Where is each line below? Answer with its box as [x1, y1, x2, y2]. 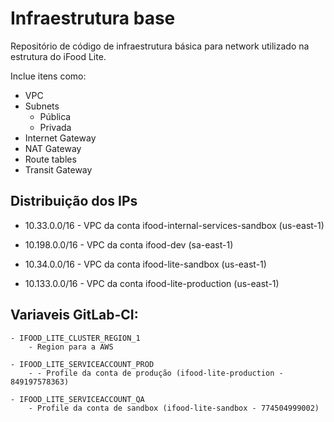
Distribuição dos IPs [10, 193, 138, 210]
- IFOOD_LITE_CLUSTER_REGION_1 [10, 333, 141, 343]
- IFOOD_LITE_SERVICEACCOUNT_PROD [10, 359, 155, 369]
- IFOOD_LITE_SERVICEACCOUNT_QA [10, 394, 145, 404]
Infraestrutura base [10, 7, 176, 30]
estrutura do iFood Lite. [10, 50, 107, 62]
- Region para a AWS [28, 342, 114, 352]
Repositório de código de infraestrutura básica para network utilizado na [10, 40, 310, 52]
